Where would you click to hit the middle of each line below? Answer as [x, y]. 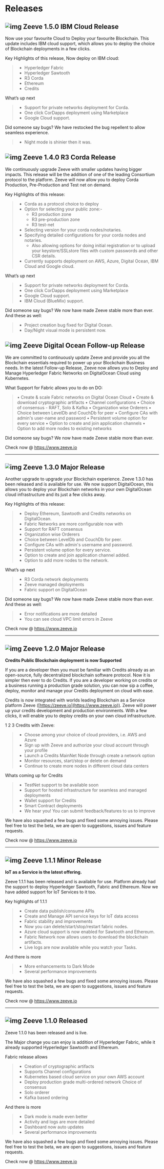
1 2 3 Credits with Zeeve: [30, 725]
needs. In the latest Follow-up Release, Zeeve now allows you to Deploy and [82, 368]
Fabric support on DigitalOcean [56, 590]
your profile [36, 750]
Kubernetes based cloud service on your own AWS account [84, 1076]
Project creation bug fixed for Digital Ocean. [69, 325]
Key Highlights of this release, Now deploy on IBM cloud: [62, 58]
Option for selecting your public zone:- [63, 209]
